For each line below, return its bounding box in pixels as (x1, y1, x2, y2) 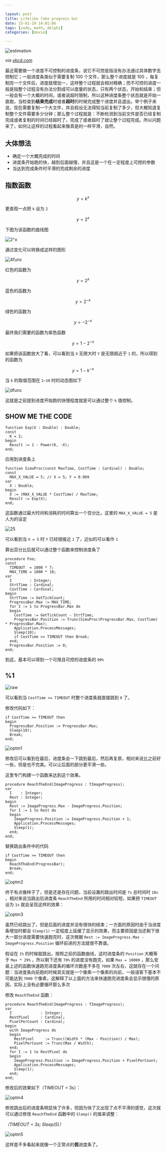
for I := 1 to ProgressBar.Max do (9, 604, 81, 609)
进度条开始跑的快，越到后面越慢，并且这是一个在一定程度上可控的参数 (12, 159, 156, 165)
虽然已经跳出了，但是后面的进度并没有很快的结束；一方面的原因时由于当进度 (5, 921, 161, 927)
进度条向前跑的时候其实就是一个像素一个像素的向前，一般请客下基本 (18, 969, 157, 975)
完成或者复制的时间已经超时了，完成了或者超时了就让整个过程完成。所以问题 (5, 117, 161, 123)
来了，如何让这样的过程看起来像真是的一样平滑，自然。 (5, 123, 118, 129)
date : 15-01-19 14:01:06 (5, 21, 56, 26)
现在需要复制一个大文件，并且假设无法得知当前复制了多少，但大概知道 (13, 105, 157, 111)
